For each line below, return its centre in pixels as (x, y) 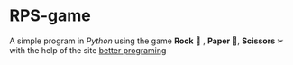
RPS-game (50, 16)
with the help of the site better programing (88, 50)
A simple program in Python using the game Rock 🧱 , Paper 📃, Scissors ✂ (147, 41)
